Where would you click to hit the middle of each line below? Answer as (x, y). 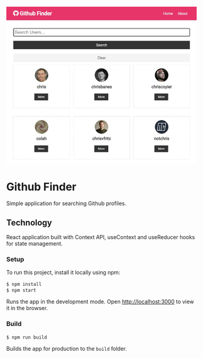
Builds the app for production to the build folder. (67, 348)
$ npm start (21, 291)
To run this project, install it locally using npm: (63, 272)
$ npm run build (27, 337)
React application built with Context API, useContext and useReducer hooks (101, 237)
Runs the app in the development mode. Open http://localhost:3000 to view (100, 302)
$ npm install (24, 285)
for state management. (35, 244)
